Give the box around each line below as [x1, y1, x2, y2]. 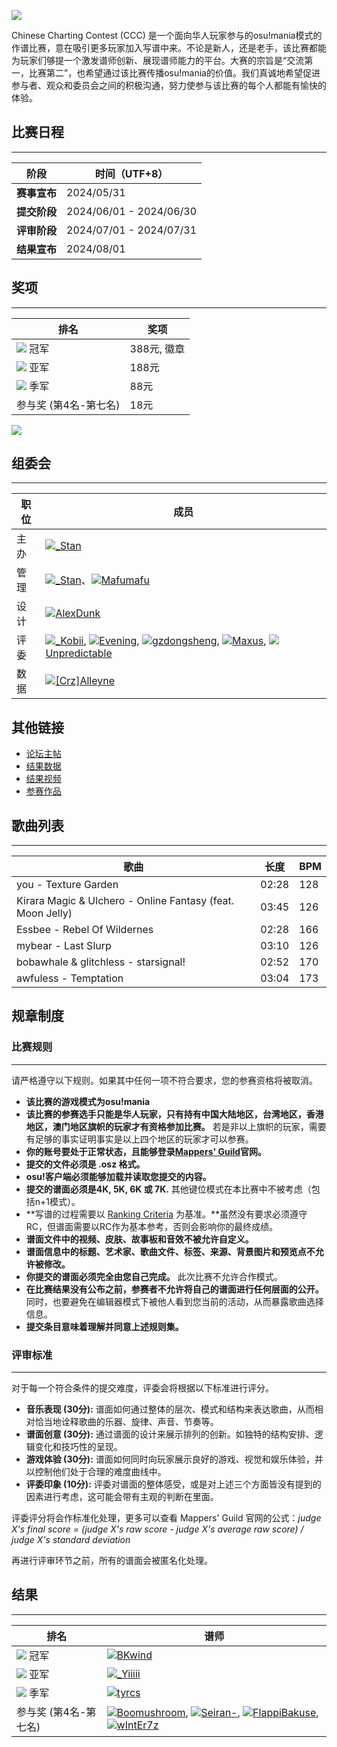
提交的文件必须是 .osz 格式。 [25, 1158, 146, 1170]
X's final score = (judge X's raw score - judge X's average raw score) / [11, 1523, 304, 1535]
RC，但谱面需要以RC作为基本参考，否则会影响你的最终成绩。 [25, 1220, 279, 1232]
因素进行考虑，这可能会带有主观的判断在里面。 [25, 1491, 219, 1503]
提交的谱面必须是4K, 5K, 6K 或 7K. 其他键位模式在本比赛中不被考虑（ [25, 1183, 312, 1195]
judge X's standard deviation [11, 1534, 131, 1546]
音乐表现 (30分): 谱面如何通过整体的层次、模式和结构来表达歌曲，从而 [25, 1403, 315, 1415]
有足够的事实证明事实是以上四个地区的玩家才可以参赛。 [25, 1133, 254, 1145]
